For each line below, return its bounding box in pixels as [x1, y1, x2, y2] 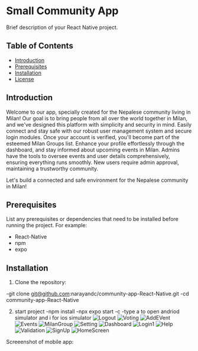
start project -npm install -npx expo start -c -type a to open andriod [14, 308, 180, 315]
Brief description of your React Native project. [6, 24, 118, 31]
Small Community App [6, 4, 119, 18]
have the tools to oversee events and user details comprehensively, [6, 152, 170, 159]
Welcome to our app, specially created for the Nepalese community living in [6, 108, 191, 115]
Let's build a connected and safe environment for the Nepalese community [6, 176, 189, 183]
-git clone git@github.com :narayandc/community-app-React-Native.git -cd [6, 290, 189, 297]
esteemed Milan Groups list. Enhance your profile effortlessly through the [6, 140, 185, 147]
